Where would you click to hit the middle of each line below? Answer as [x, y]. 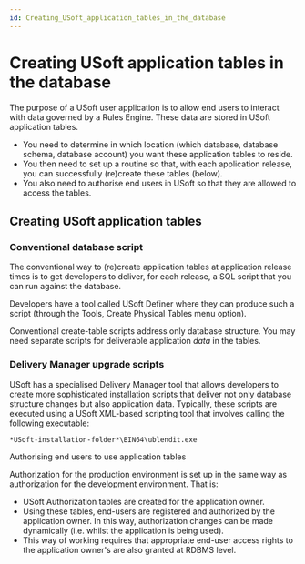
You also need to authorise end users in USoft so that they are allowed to [159, 183]
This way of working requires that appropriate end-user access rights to [158, 540]
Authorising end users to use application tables [98, 457]
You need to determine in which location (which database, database [150, 144]
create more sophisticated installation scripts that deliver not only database [151, 394]
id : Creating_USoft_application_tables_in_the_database [117, 18]
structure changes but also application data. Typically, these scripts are [143, 403]
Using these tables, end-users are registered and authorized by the [149, 511]
